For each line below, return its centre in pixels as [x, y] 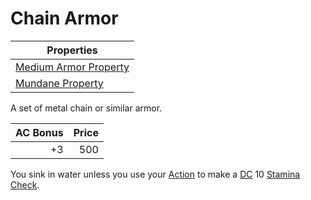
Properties [72, 50]
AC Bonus [39, 132]
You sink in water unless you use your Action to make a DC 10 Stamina [155, 174]
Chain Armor [64, 18]
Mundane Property [59, 83]
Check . [25, 184]
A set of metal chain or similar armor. [86, 108]
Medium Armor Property [72, 67]
